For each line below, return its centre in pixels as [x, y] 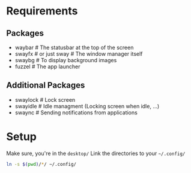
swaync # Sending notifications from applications [76, 113]
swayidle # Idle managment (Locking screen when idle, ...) [87, 106]
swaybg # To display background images [66, 60]
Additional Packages [46, 85]
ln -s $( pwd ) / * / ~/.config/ [41, 164]
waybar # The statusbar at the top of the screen [74, 47]
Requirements [42, 11]
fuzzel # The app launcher [47, 66]
